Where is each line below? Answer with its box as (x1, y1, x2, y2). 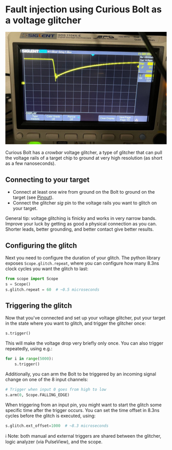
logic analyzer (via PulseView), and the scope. (5, 438, 103, 445)
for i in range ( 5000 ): (5, 356, 54, 362)
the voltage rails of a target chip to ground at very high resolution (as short (5, 155, 163, 161)
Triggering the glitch (5, 302, 72, 310)
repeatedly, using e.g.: (5, 346, 53, 352)
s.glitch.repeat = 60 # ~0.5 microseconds (5, 287, 100, 292)
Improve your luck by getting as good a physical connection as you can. (5, 221, 157, 227)
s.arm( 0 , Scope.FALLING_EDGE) (5, 392, 70, 398)
